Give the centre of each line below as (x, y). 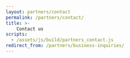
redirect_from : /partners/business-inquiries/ (65, 46)
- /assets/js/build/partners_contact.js (62, 40)
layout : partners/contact (38, 12)
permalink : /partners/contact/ (45, 18)
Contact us (30, 29)
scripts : (17, 34)
